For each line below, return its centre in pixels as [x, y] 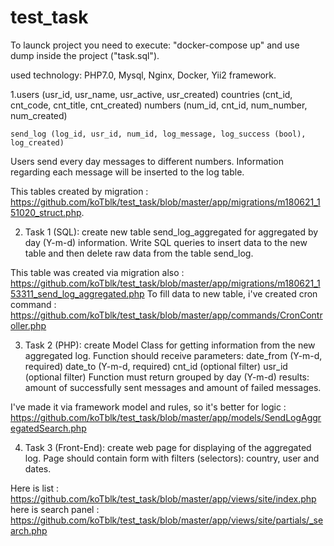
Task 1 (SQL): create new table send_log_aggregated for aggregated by [171, 232]
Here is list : [35, 488]
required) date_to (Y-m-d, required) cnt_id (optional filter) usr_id [156, 366]
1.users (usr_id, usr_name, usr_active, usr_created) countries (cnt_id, [151, 94]
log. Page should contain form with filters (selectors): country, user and [172, 458]
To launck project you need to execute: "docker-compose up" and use [155, 45]
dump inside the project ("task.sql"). [85, 55]
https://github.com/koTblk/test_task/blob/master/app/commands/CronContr [166, 315]
